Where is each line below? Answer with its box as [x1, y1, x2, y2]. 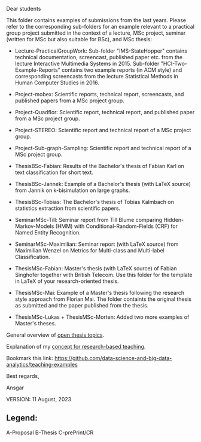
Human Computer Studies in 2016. [14, 79, 100, 86]
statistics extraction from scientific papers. [14, 205, 121, 212]
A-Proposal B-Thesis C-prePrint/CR [6, 429, 94, 436]
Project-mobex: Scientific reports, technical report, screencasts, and [14, 91, 184, 97]
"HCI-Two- [160, 60, 187, 67]
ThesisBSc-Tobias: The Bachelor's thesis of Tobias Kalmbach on [14, 199, 175, 205]
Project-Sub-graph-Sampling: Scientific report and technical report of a [14, 145, 191, 151]
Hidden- [163, 217, 184, 223]
